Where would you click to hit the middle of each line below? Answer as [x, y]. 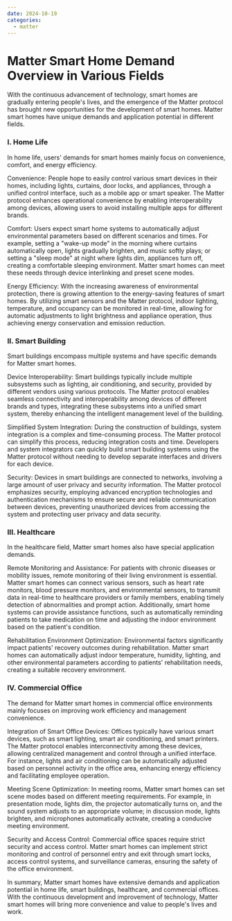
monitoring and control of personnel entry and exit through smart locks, [109, 854]
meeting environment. [38, 825]
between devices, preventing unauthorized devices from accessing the [108, 506]
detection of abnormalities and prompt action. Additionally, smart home [109, 605]
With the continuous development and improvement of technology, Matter [113, 897]
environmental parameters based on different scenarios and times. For [108, 236]
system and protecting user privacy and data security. [84, 514]
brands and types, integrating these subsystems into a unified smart [105, 406]
